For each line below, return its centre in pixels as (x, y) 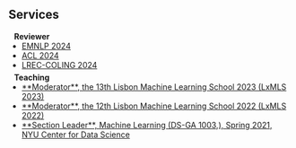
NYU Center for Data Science (76, 135)
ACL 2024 (40, 55)
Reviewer (32, 36)
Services (34, 15)
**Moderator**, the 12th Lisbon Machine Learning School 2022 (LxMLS (154, 106)
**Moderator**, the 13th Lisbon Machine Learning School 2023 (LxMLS (154, 87)
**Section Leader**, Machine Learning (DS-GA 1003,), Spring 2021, (147, 125)
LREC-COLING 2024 (59, 65)
